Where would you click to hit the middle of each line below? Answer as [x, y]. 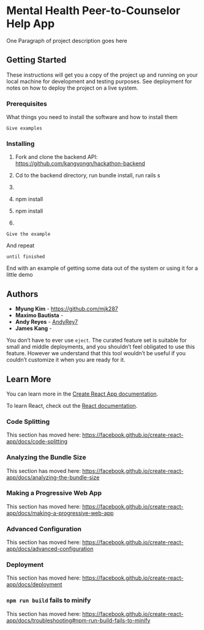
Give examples [25, 129]
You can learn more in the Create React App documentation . [82, 394]
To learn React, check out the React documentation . [72, 405]
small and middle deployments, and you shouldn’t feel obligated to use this [100, 347]
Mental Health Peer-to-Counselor [93, 11]
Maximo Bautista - [39, 315]
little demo [20, 275]
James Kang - [33, 328]
